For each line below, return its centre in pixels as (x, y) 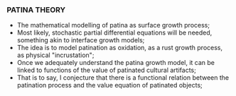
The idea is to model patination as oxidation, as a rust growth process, (120, 48)
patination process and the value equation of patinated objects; (110, 85)
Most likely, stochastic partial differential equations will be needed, (114, 32)
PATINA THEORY (36, 10)
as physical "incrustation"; (55, 55)
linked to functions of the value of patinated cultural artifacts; (106, 70)
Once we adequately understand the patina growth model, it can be (116, 63)
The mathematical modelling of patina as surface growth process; (113, 25)
